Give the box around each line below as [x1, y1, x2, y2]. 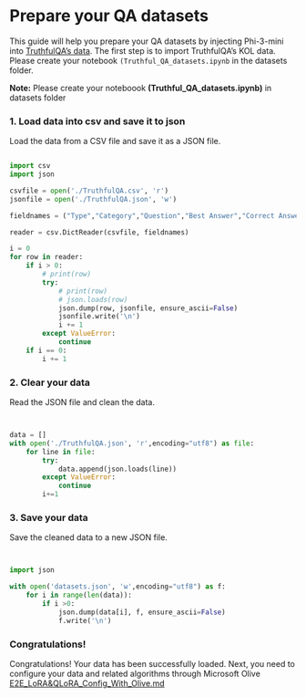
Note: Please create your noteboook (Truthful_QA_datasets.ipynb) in [9, 82, 272, 93]
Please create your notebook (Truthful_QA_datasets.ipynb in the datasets [9, 55, 288, 66]
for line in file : [25, 447, 96, 456]
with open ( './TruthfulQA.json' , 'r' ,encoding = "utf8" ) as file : [9, 439, 255, 448]
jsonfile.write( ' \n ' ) [57, 312, 141, 321]
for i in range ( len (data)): [25, 590, 132, 600]
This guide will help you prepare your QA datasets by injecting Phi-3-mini [9, 36, 284, 47]
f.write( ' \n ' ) [57, 616, 112, 625]
